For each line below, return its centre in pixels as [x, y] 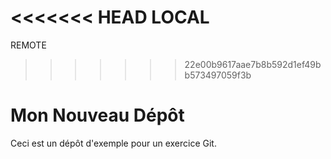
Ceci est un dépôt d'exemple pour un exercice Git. [113, 143]
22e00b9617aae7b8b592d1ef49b [253, 64]
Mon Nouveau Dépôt [97, 115]
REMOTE [28, 45]
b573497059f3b [218, 75]
